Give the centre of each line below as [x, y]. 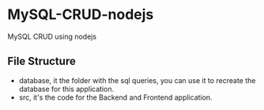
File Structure [41, 61]
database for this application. [66, 89]
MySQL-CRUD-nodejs [81, 15]
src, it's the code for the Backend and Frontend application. [115, 97]
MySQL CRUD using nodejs [52, 36]
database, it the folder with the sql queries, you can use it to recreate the [137, 80]
